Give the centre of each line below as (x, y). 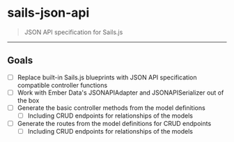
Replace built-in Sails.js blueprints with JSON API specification (107, 77)
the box (28, 100)
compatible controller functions (62, 85)
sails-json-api (48, 13)
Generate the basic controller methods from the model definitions (111, 108)
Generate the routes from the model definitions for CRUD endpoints (114, 124)
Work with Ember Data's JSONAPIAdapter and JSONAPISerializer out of (120, 93)
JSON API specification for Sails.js (73, 32)
